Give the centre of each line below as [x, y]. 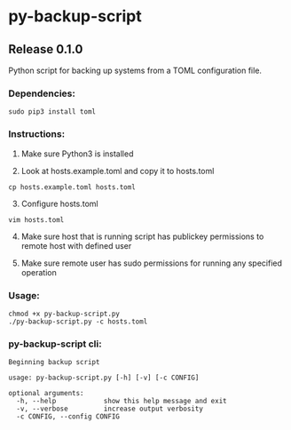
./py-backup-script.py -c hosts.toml [78, 322]
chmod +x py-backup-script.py [64, 314]
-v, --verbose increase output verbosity [110, 409]
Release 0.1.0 [46, 49]
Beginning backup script [54, 362]
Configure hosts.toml [59, 203]
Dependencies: [42, 93]
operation [39, 272]
